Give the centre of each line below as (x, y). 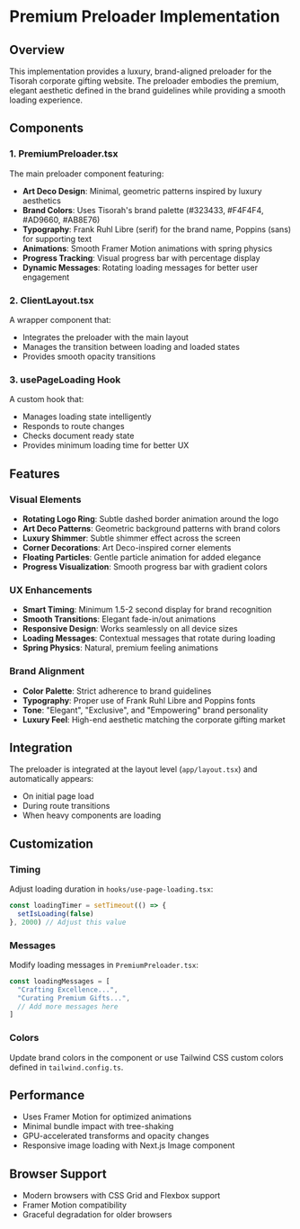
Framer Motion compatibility (75, 1205)
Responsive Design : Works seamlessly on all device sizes (130, 629)
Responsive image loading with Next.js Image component (128, 1145)
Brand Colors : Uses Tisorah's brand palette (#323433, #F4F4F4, (143, 210)
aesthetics (41, 201)
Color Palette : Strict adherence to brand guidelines (117, 691)
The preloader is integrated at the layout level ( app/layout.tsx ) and (133, 769)
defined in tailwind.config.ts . (66, 1067)
